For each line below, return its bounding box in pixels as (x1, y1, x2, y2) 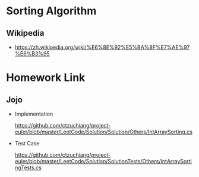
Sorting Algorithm (6, 4, 97, 18)
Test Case (14, 140, 40, 147)
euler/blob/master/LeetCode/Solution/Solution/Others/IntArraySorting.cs (14, 128, 193, 135)
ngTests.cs (14, 164, 42, 171)
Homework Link (6, 71, 86, 85)
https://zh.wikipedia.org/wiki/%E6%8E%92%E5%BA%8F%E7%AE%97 (14, 44, 190, 51)
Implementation (14, 110, 53, 117)
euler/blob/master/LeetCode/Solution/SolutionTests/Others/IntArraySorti (14, 158, 192, 164)
